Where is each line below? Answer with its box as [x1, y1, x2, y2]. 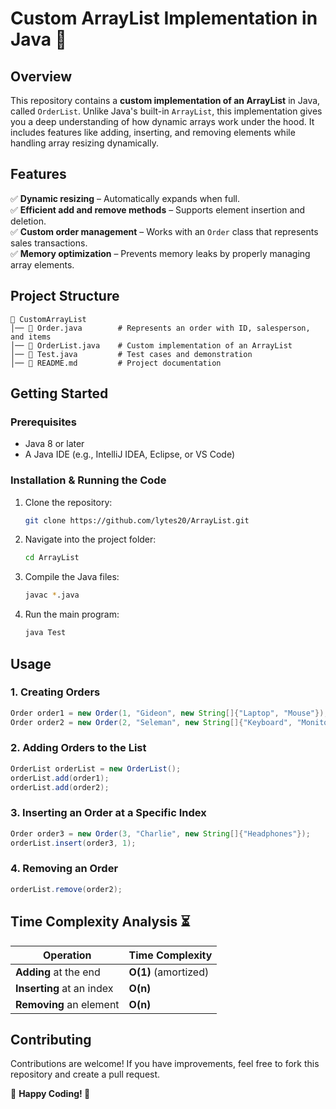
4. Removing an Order [10, 862, 119, 876]
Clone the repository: [24, 496, 113, 508]
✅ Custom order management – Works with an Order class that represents [10, 225, 319, 237]
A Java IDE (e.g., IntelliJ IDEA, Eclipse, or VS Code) [24, 448, 236, 461]
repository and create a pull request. [10, 1068, 161, 1081]
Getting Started [10, 385, 109, 402]
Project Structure [10, 288, 120, 305]
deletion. [10, 215, 47, 227]
